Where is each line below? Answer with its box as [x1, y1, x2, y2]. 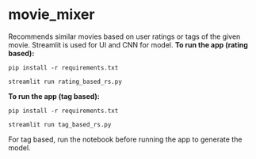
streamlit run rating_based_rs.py [8, 78, 123, 85]
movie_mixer [8, 6, 95, 24]
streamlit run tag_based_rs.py [8, 120, 112, 128]
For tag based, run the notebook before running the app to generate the [8, 134, 243, 144]
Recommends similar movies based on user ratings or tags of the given [8, 32, 241, 41]
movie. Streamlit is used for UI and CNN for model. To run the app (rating [8, 40, 248, 49]
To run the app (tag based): [8, 91, 101, 100]
